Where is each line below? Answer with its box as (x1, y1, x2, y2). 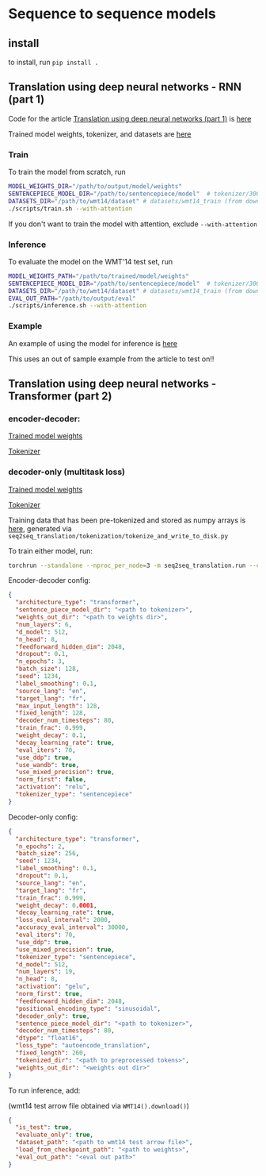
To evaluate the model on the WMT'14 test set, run (8, 256, 173, 266)
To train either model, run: (8, 546, 93, 556)
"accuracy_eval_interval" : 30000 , (15, 923, 129, 931)
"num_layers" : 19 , (15, 968, 77, 976)
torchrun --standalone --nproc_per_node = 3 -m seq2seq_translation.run (8, 561, 246, 569)
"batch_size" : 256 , (15, 850, 80, 858)
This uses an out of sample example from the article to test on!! (8, 354, 215, 364)
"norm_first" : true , (15, 990, 83, 998)
